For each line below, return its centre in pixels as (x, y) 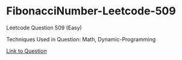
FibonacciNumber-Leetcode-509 (91, 11)
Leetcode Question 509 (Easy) (44, 28)
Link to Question (27, 51)
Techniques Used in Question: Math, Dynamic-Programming (81, 39)
